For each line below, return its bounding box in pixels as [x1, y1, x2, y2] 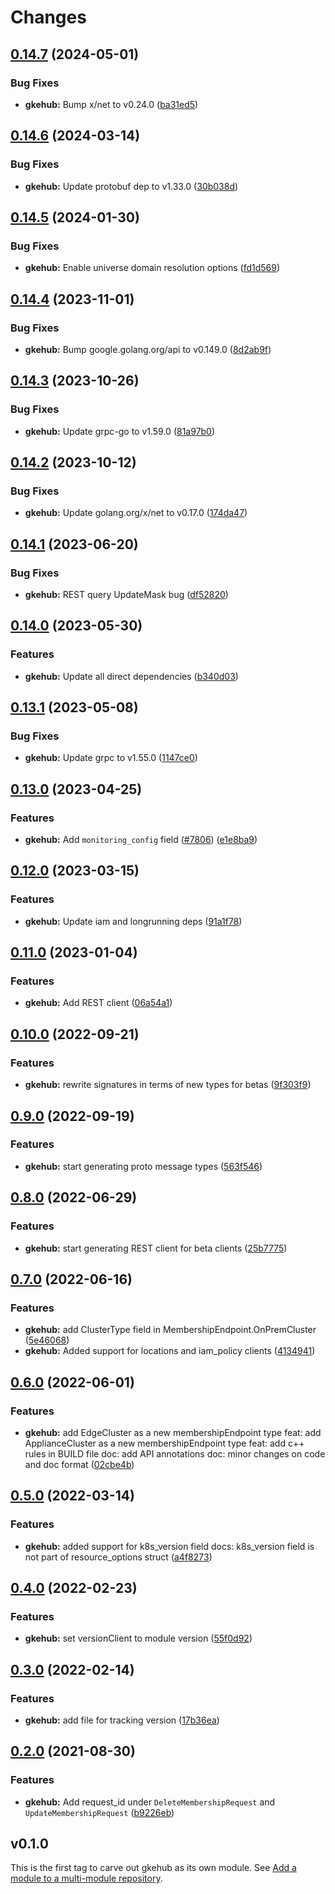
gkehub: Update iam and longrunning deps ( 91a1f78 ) [24, 915, 243, 927]
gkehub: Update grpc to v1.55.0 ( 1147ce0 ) [24, 752, 198, 764]
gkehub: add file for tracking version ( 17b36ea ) [24, 1714, 220, 1726]
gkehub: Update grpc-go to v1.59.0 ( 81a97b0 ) [24, 425, 216, 437]
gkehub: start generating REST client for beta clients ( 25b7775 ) [24, 1242, 288, 1254]
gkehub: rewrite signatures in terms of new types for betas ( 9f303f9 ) [24, 1079, 312, 1091]
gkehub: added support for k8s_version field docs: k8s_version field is [24, 1540, 315, 1552]
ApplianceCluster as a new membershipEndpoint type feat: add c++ [24, 1437, 305, 1449]
